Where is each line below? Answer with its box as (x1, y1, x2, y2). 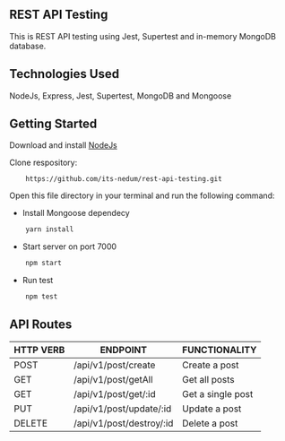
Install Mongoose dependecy (22, 208, 130, 219)
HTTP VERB (13, 343, 65, 356)
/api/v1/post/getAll (73, 373, 154, 385)
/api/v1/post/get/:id (73, 387, 156, 400)
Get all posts (182, 373, 235, 385)
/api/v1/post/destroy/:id (73, 417, 174, 429)
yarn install (25, 225, 74, 234)
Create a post (182, 359, 239, 371)
